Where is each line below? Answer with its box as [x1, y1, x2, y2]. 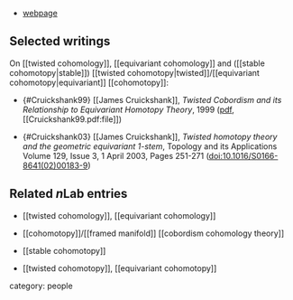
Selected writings [9, 33, 111, 49]
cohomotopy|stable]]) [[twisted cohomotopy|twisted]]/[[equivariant [9, 67, 260, 78]
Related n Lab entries [9, 186, 128, 202]
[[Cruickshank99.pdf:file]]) [22, 113, 123, 125]
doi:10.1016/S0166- [208, 150, 279, 161]
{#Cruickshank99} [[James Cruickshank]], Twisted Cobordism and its [22, 94, 282, 105]
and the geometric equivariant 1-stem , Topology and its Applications [22, 140, 278, 152]
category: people [9, 280, 74, 291]
